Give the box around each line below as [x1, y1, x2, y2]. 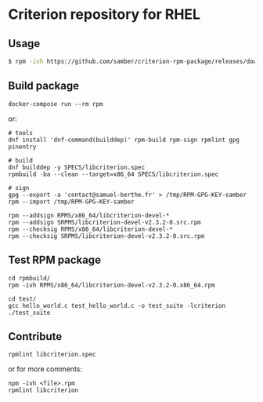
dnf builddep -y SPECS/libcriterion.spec [8, 163, 146, 171]
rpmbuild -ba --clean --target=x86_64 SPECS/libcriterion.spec [8, 170, 219, 178]
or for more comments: [8, 364, 82, 374]
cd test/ [8, 294, 37, 303]
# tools [8, 129, 34, 137]
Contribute [8, 330, 63, 343]
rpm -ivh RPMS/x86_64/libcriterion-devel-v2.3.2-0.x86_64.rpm [8, 281, 215, 289]
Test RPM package [8, 254, 102, 267]
